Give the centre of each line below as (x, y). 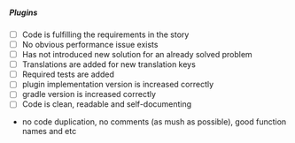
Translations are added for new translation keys (109, 64)
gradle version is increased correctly (89, 94)
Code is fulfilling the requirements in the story (105, 34)
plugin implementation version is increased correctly (118, 85)
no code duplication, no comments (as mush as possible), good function (154, 122)
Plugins (23, 12)
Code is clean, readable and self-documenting (107, 104)
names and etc (49, 132)
